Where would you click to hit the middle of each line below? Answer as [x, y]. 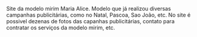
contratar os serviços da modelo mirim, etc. [61, 27]
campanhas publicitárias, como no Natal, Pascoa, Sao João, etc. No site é [98, 15]
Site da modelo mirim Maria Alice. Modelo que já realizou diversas [89, 9]
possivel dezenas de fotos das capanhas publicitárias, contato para [90, 21]
